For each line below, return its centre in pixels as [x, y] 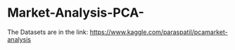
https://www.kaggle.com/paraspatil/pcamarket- [159, 32]
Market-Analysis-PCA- [76, 13]
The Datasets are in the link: [48, 32]
